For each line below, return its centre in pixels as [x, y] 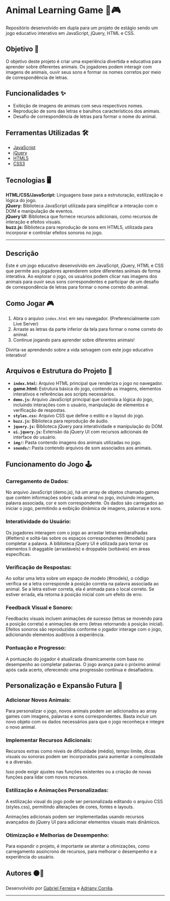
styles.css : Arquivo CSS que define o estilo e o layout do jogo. [79, 415]
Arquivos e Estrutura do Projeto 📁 [59, 371]
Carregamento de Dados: [37, 481]
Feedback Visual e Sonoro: [39, 607]
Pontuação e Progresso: [36, 648]
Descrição [22, 253]
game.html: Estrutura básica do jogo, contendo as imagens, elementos [87, 388]
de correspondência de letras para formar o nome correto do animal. [77, 287]
